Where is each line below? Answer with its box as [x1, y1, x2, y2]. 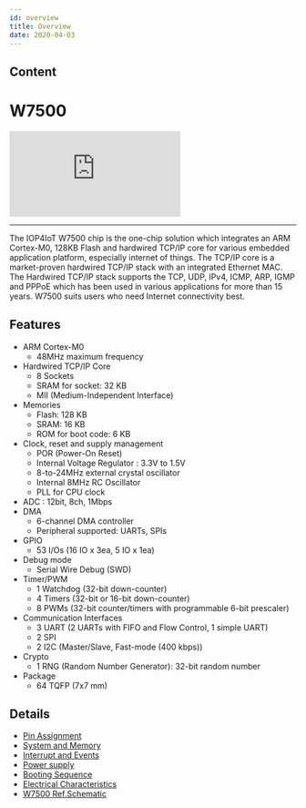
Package [22, 670, 56, 681]
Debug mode [22, 554, 72, 565]
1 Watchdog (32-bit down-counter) [36, 583, 168, 594]
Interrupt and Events [22, 750, 100, 761]
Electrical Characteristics [22, 779, 117, 790]
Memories [22, 399, 61, 410]
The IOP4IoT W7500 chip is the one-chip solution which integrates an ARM [9, 232, 291, 243]
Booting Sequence [22, 769, 93, 780]
